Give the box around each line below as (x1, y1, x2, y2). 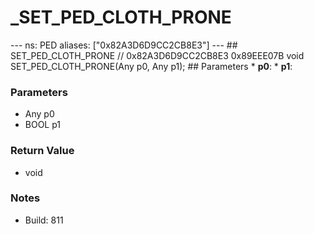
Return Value (10, 144, 75, 158)
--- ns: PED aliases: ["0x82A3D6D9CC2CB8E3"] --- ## (10, 39, 238, 51)
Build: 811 (24, 214, 64, 226)
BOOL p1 (24, 119, 62, 131)
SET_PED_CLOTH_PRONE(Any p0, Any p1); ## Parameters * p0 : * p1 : (10, 60, 293, 72)
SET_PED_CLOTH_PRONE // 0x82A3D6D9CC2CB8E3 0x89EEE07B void (10, 49, 305, 61)
